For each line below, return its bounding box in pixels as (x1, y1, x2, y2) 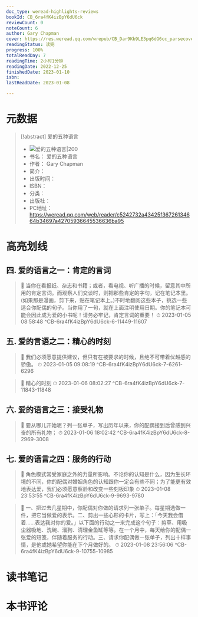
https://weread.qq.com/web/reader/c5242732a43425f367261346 (29, 211, 190, 218)
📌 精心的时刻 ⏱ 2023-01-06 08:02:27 (20, 379, 111, 386)
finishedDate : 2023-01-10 (6, 69, 70, 75)
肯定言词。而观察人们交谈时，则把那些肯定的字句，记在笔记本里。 (31, 289, 192, 296)
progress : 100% (6, 47, 44, 53)
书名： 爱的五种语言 (29, 153, 78, 160)
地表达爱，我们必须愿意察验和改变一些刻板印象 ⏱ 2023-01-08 (20, 485, 171, 493)
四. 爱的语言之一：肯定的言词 (6, 265, 111, 275)
